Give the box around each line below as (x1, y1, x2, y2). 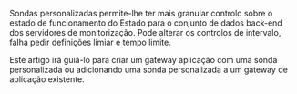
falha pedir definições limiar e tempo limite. (9, 37, 171, 47)
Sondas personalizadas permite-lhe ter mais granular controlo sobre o (9, 8, 273, 18)
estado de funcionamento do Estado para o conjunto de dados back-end (9, 17, 282, 28)
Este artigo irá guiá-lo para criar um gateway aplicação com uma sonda (9, 55, 278, 65)
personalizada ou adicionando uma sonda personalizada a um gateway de (9, 64, 289, 75)
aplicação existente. (9, 74, 85, 85)
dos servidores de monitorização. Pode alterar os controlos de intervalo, (9, 27, 282, 37)
